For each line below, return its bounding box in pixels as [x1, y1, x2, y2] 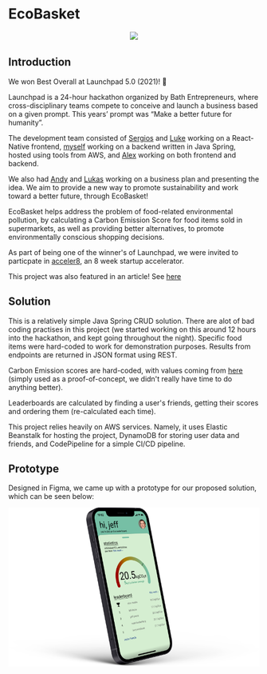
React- [232, 133, 254, 142]
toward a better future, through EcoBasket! [8, 191, 149, 201]
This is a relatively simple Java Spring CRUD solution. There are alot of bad [8, 316, 255, 325]
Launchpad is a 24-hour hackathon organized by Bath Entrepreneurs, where [8, 92, 259, 102]
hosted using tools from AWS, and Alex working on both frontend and [8, 150, 237, 160]
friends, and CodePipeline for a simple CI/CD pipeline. [8, 439, 186, 449]
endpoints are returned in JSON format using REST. [8, 349, 178, 360]
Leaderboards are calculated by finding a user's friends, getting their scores [8, 397, 259, 408]
